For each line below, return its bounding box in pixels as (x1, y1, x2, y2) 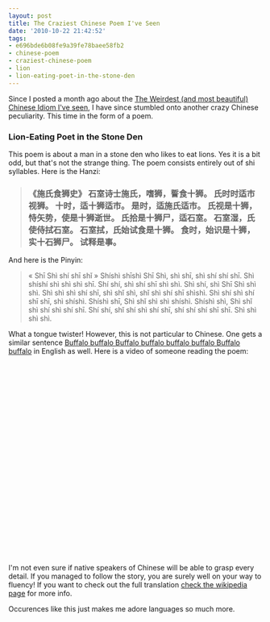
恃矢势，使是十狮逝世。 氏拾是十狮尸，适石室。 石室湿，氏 (27, 212, 255, 223)
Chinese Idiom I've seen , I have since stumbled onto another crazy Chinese (8, 102, 260, 112)
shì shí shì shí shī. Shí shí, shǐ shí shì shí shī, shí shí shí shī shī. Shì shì (27, 305, 257, 315)
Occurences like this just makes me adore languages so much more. (8, 604, 235, 614)
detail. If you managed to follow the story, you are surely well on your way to (8, 571, 262, 581)
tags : (8, 34, 27, 43)
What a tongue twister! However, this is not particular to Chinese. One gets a (8, 330, 263, 339)
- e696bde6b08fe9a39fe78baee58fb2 (8, 42, 125, 50)
